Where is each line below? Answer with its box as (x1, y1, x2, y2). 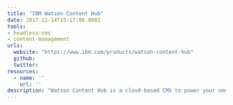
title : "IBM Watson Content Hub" (7, 10, 104, 17)
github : (13, 55, 36, 62)
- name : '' (13, 74, 45, 82)
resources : (7, 68, 39, 75)
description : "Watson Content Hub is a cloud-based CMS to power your (7, 87, 216, 94)
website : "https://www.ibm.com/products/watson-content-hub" (13, 49, 194, 56)
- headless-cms (7, 29, 51, 37)
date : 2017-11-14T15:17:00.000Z (7, 17, 101, 23)
